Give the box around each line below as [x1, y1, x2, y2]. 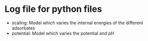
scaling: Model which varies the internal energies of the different [11, 20, 144, 26]
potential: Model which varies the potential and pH [11, 30, 114, 36]
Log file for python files [4, 3, 102, 15]
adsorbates [11, 25, 36, 31]
